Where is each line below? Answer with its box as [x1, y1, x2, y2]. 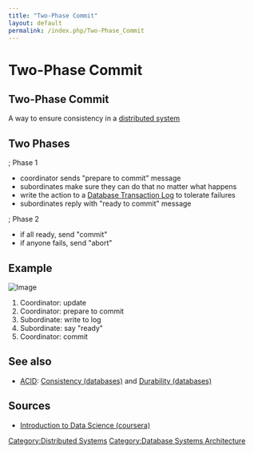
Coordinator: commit [19, 332, 88, 341]
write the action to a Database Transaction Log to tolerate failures [19, 191, 236, 200]
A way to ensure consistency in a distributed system [8, 113, 181, 124]
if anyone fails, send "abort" [19, 238, 113, 248]
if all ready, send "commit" [19, 230, 108, 239]
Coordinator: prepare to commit [19, 306, 125, 316]
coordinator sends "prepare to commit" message [19, 173, 181, 183]
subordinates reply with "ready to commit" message [19, 199, 192, 208]
